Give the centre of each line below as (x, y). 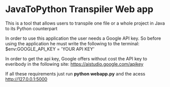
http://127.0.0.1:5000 (26, 79)
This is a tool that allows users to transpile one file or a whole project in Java (85, 23)
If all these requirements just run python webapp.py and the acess (75, 73)
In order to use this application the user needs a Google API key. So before (83, 38)
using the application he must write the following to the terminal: (72, 43)
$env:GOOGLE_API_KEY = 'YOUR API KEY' (50, 49)
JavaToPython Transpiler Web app (79, 9)
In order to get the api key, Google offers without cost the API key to (76, 58)
